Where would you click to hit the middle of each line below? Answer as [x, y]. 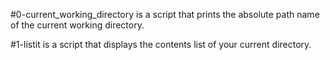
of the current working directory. [77, 25]
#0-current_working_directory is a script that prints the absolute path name [165, 14]
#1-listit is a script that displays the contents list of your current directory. [161, 44]
